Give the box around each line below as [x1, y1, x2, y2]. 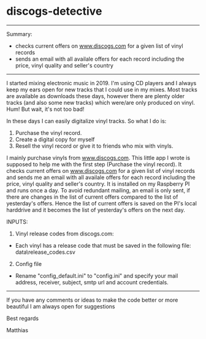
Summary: [6, 30, 32, 37]
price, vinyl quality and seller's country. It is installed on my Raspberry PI [6, 180, 190, 188]
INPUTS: [6, 218, 28, 225]
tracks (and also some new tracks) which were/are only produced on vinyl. [6, 99, 195, 106]
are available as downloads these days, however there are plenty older [6, 92, 185, 99]
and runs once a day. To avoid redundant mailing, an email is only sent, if [6, 186, 190, 194]
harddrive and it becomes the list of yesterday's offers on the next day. [6, 206, 186, 213]
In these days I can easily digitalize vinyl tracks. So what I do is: [6, 117, 167, 124]
